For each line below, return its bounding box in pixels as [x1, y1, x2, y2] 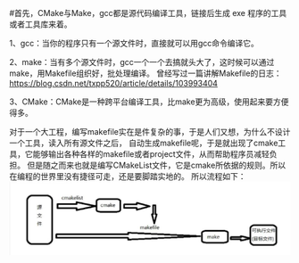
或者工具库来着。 [9, 19, 72, 29]
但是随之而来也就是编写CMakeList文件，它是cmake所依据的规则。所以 [26, 160, 287, 170]
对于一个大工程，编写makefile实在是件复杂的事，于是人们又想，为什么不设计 [9, 127, 291, 136]
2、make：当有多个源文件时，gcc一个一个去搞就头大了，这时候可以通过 [9, 57, 275, 67]
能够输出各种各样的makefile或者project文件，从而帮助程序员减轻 [32, 149, 270, 159]
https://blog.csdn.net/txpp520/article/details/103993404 [9, 78, 219, 88]
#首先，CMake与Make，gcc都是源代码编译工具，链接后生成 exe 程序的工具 [9, 8, 287, 18]
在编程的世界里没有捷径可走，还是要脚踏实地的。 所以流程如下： [9, 171, 246, 181]
